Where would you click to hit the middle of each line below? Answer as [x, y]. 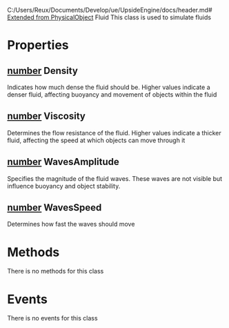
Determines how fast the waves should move [71, 224]
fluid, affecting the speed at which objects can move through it [96, 140]
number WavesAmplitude [63, 162]
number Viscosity [47, 116]
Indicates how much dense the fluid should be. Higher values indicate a [109, 87]
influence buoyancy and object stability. [64, 186]
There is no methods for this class [56, 271]
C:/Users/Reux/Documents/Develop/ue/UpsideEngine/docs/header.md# [110, 10]
